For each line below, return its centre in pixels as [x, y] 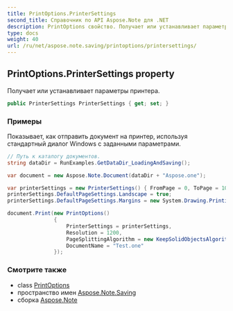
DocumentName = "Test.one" [105, 246]
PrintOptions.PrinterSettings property [91, 74]
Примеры [25, 121]
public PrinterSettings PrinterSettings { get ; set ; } [88, 103]
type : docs [23, 33]
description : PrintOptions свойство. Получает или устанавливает [103, 26]
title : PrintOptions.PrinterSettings [62, 14]
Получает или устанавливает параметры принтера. [84, 90]
